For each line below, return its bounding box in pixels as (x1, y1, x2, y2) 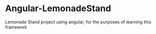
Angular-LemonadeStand (5, 3, 112, 14)
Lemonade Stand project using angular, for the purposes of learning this (5, 19, 152, 25)
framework (5, 24, 28, 30)
